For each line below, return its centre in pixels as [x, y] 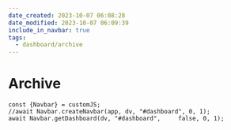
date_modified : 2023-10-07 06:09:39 [68, 23]
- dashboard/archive [49, 45]
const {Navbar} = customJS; [55, 105]
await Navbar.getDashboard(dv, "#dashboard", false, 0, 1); [116, 119]
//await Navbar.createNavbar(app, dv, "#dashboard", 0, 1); [110, 112]
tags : [17, 37]
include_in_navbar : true [49, 30]
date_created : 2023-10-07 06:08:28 [67, 15]
